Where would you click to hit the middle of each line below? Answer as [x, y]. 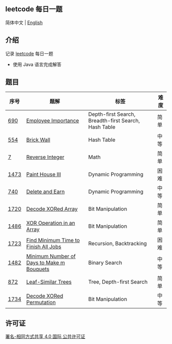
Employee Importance [53, 121]
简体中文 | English [24, 23]
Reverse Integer [45, 157]
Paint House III [44, 175]
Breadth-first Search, [114, 121]
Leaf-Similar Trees [49, 282]
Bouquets [38, 269]
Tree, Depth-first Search [118, 282]
